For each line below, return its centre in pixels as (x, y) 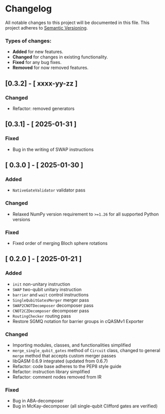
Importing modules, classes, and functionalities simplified (71, 345)
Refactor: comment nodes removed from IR (57, 377)
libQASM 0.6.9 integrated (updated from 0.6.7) (60, 361)
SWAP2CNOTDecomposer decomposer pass (53, 305)
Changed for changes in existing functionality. (60, 57)
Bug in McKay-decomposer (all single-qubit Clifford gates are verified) (85, 406)
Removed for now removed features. (50, 67)
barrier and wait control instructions (50, 294)
